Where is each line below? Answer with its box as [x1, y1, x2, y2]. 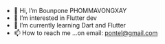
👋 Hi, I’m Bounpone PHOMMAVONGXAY [13, 7, 127, 14]
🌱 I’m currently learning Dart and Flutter [13, 21, 126, 29]
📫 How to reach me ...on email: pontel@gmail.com [13, 29, 158, 37]
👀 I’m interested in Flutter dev [13, 14, 98, 22]
